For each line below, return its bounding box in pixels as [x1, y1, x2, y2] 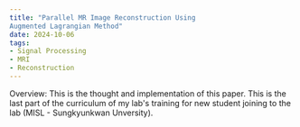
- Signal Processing [9, 47, 88, 56]
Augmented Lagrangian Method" [9, 22, 124, 31]
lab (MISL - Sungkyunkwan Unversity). [9, 107, 154, 118]
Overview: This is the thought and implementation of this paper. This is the [9, 87, 286, 99]
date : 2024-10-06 [9, 30, 75, 39]
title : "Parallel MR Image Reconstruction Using [9, 13, 196, 23]
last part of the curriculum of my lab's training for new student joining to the [9, 97, 292, 108]
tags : [9, 38, 30, 48]
